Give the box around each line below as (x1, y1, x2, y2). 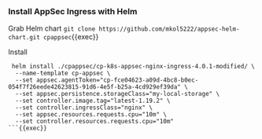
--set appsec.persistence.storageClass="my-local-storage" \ (15, 90, 220, 98)
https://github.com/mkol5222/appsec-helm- (98, 25, 240, 33)
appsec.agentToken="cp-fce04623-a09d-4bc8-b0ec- (36, 76, 199, 84)
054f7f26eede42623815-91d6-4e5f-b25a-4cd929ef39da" (8, 83, 181, 91)
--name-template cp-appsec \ (15, 69, 111, 78)
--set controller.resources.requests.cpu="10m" (15, 118, 175, 126)
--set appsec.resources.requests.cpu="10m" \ (15, 111, 168, 119)
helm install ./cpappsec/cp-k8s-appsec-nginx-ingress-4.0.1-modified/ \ (11, 63, 256, 71)
